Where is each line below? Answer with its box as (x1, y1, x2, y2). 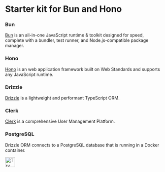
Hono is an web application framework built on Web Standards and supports (5, 66, 160, 72)
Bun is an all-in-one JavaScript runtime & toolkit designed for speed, (5, 32, 144, 38)
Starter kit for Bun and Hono (5, 3, 122, 15)
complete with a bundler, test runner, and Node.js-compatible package (5, 37, 149, 43)
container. (5, 147, 26, 153)
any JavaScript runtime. (5, 71, 54, 77)
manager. (5, 43, 25, 49)
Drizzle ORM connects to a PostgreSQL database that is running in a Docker (5, 142, 159, 148)
